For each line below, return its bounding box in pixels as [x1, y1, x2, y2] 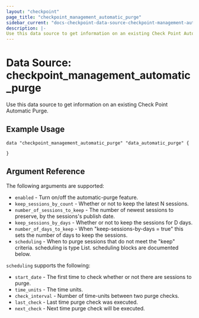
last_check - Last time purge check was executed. [14, 298, 138, 306]
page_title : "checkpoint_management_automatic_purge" [6, 14, 142, 20]
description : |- [6, 25, 46, 31]
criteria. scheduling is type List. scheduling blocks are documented [14, 244, 179, 251]
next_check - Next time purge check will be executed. [14, 304, 145, 311]
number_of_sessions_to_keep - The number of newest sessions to [14, 206, 174, 213]
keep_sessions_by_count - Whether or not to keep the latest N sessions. [14, 200, 189, 207]
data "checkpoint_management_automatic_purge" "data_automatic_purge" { [6, 140, 190, 146]
